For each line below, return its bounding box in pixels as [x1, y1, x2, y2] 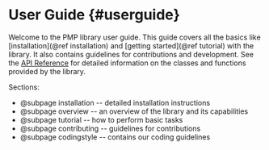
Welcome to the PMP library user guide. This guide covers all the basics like [8, 32, 261, 42]
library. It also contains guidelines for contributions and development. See [8, 49, 254, 59]
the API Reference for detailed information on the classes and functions [8, 58, 246, 68]
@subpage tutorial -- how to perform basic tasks [19, 115, 183, 124]
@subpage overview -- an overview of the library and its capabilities [19, 106, 249, 116]
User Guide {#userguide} [8, 6, 180, 24]
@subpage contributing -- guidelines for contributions [19, 123, 201, 133]
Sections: [8, 82, 40, 92]
